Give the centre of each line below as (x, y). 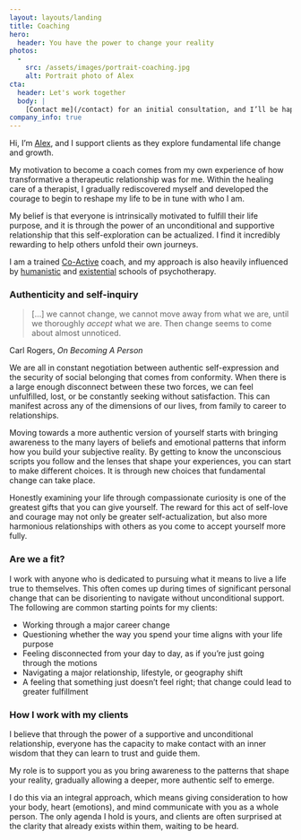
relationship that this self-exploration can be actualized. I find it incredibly (145, 235)
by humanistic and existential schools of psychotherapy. (113, 272)
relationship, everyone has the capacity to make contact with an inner (138, 744)
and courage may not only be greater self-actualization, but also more (138, 517)
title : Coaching (39, 26)
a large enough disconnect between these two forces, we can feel (131, 387)
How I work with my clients (69, 714)
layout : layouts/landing (56, 17)
